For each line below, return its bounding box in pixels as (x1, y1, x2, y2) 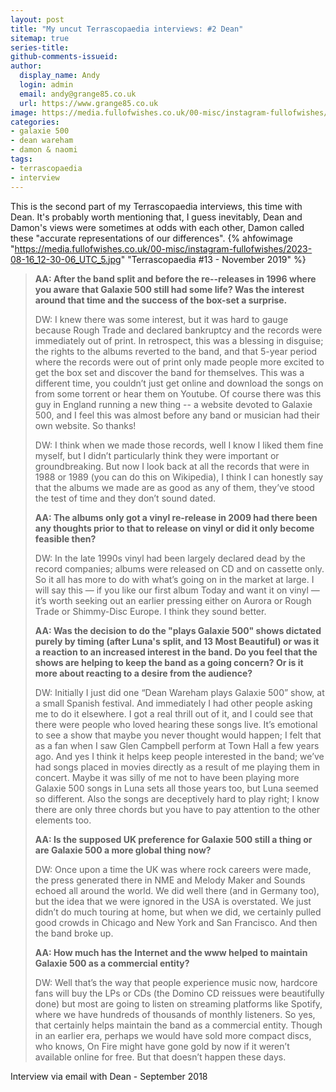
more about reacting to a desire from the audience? (34, 667, 253, 679)
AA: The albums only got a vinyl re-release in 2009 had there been (34, 511, 318, 523)
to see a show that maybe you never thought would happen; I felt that (34, 729, 322, 741)
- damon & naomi (10, 145, 78, 155)
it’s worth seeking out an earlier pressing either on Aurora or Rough (34, 594, 312, 606)
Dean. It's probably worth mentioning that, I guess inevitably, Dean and (10, 211, 303, 223)
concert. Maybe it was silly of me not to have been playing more (34, 771, 300, 783)
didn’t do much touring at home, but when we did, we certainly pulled (34, 906, 322, 918)
